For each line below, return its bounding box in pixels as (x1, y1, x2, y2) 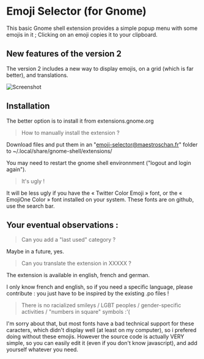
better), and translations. (6, 71, 68, 79)
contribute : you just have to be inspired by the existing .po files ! (6, 290, 169, 297)
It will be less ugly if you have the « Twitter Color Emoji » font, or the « (6, 189, 183, 197)
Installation (6, 101, 50, 111)
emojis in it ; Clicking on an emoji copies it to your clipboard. (6, 31, 158, 38)
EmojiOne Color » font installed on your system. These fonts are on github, (6, 195, 194, 203)
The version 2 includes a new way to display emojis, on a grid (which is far (6, 65, 194, 72)
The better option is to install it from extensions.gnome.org (6, 117, 154, 125)
